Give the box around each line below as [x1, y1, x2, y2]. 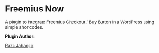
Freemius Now [5, 3, 64, 14]
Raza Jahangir [5, 42, 34, 48]
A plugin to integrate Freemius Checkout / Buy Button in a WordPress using [5, 19, 155, 25]
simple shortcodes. [5, 24, 43, 30]
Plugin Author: [5, 33, 35, 39]
